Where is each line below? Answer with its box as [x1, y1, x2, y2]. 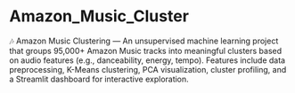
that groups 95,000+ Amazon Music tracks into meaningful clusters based [9, 45, 283, 56]
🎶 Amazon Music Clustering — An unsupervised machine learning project [9, 35, 279, 46]
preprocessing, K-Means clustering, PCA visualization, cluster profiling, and [9, 64, 287, 74]
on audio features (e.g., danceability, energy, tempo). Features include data [9, 55, 286, 66]
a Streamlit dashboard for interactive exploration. [9, 74, 189, 84]
